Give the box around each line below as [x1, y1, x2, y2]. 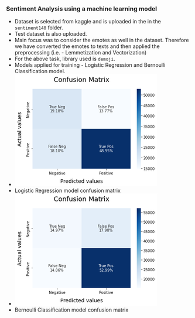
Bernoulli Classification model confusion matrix [14, 306, 129, 313]
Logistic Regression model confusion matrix [14, 187, 121, 194]
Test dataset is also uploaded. [14, 30, 87, 37]
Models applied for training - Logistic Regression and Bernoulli [14, 61, 166, 69]
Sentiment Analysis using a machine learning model [6, 5, 157, 13]
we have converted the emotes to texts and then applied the [14, 43, 160, 50]
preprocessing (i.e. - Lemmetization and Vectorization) [14, 49, 147, 56]
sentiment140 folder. [14, 24, 63, 31]
